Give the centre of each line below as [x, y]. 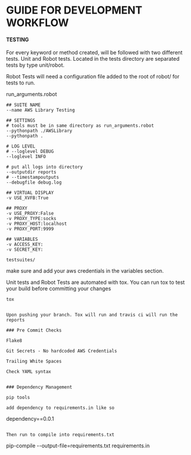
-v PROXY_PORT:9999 [30, 229]
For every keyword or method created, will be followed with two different [94, 53]
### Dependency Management [39, 387]
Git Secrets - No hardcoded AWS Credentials [62, 351]
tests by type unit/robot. [35, 65]
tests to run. [21, 83]
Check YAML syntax [29, 372]
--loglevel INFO [26, 157]
